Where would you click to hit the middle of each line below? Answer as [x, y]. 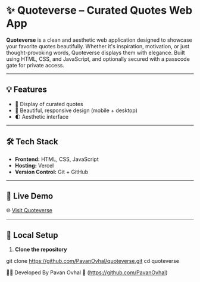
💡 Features [27, 90]
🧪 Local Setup [32, 235]
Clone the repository [41, 250]
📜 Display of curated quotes [49, 104]
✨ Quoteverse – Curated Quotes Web [99, 10]
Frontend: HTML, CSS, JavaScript [57, 159]
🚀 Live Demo [30, 196]
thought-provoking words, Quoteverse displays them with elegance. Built [96, 52]
